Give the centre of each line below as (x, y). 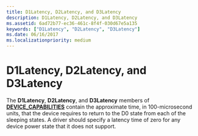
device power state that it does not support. (61, 126)
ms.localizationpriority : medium (49, 40)
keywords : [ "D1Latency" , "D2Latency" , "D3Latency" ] (73, 29)
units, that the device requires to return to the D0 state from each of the (96, 113)
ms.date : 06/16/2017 (33, 35)
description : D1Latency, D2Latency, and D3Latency (72, 18)
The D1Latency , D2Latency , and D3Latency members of (78, 100)
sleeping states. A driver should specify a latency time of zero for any (94, 120)
